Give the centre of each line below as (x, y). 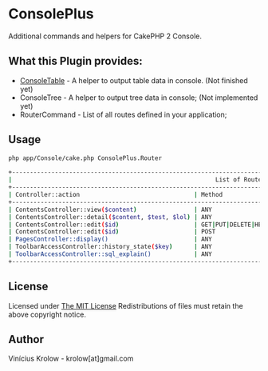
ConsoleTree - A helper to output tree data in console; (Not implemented (139, 98)
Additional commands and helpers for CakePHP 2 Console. (105, 36)
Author (26, 339)
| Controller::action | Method (116, 195)
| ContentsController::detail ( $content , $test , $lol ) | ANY (110, 217)
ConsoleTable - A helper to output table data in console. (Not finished (134, 80)
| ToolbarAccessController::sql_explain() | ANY (110, 254)
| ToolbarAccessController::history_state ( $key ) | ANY (110, 247)
